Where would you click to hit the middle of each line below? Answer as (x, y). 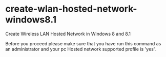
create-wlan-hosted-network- (71, 9)
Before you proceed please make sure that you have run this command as (83, 43)
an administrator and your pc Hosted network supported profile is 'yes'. (81, 49)
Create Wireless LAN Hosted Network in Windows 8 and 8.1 (68, 34)
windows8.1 (31, 20)
